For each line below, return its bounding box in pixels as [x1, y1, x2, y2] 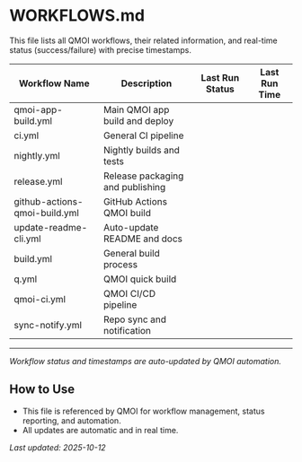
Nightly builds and [102, 144, 180, 156]
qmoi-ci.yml [13, 292, 66, 305]
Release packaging [102, 170, 184, 182]
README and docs [102, 232, 182, 245]
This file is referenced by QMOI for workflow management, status [22, 405, 265, 416]
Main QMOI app [102, 103, 170, 116]
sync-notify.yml [13, 318, 83, 331]
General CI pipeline [102, 129, 184, 142]
